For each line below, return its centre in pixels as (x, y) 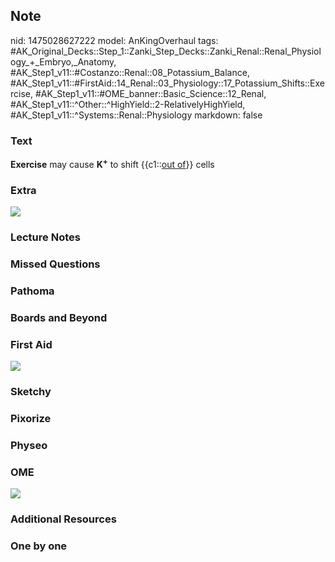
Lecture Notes (45, 237)
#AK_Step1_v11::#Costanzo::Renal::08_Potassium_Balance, (130, 72)
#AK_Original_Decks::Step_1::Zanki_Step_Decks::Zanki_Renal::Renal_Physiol (166, 51)
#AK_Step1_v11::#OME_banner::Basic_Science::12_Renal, (150, 93)
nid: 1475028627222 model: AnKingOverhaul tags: (114, 40)
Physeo (29, 445)
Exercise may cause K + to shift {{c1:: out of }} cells (112, 163)
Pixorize (31, 418)
